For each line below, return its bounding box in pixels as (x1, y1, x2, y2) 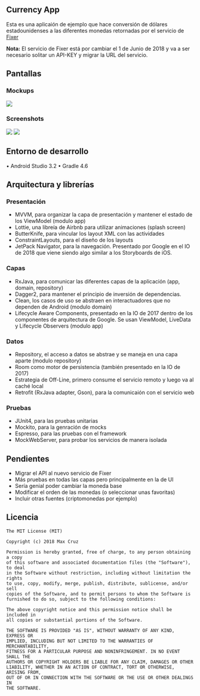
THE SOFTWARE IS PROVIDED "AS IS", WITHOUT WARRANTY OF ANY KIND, (6, 627, 175, 633)
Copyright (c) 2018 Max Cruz (6, 538, 79, 545)
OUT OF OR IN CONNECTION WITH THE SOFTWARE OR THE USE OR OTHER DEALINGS (6, 674, 194, 680)
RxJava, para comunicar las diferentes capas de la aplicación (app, (14, 277, 180, 285)
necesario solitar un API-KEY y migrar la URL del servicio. (6, 51, 148, 59)
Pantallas (6, 69, 42, 79)
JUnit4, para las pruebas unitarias (14, 417, 99, 425)
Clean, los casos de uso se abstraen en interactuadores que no (14, 297, 171, 304)
